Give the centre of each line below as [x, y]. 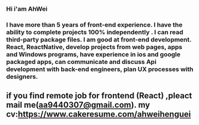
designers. [22, 76]
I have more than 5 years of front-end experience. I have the [94, 24]
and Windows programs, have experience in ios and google [93, 54]
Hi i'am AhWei [27, 9]
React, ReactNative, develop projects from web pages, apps [94, 47]
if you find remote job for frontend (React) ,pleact [99, 96]
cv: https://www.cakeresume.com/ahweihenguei [99, 114]
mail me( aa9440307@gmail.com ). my [78, 105]
